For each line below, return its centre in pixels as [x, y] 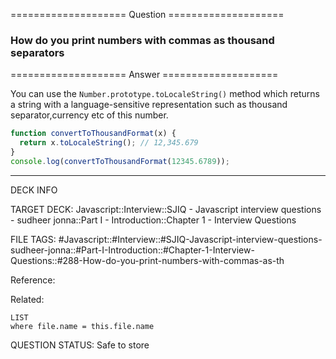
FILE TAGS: [33, 239]
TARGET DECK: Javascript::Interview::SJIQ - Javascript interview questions [166, 209]
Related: [27, 299]
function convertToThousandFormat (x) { [93, 134]
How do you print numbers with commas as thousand [142, 40]
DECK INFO [34, 190]
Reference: [33, 280]
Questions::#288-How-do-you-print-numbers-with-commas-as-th [147, 260]
